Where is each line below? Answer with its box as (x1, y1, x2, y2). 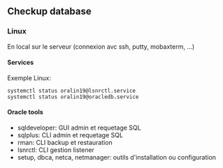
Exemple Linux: (7, 73, 51, 82)
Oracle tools (7, 108, 43, 116)
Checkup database (7, 6, 92, 17)
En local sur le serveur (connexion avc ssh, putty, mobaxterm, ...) (7, 42, 195, 51)
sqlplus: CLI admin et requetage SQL (17, 131, 124, 139)
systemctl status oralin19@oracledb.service (7, 93, 139, 100)
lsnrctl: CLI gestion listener (17, 146, 94, 154)
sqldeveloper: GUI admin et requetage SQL (17, 123, 141, 132)
